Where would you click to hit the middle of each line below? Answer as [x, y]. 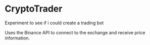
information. [17, 38]
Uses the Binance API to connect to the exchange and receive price [75, 32]
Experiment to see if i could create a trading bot [54, 23]
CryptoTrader [34, 9]
